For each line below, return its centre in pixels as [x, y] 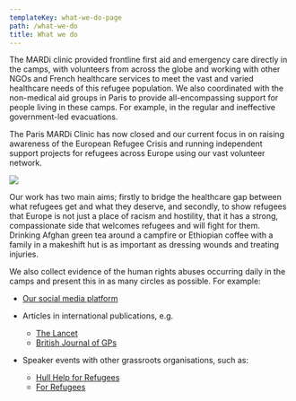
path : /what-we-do [44, 26]
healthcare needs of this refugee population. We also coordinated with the [147, 88]
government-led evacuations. [64, 117]
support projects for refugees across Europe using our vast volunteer [137, 153]
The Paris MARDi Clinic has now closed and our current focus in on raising [147, 135]
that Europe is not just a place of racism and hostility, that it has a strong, [144, 216]
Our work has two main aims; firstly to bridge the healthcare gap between [146, 197]
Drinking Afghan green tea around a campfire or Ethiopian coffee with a [141, 235]
